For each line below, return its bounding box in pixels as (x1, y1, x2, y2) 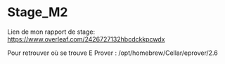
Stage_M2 (7, 4, 68, 20)
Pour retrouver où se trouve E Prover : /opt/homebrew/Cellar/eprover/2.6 (7, 49, 218, 57)
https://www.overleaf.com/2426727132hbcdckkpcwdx (7, 34, 165, 43)
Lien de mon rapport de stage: (7, 27, 96, 36)
